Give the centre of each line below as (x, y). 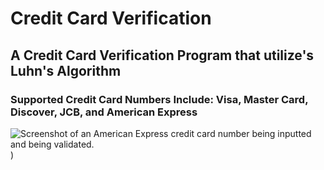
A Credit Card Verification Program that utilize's (162, 55)
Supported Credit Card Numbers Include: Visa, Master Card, (159, 99)
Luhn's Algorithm (66, 70)
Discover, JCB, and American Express (104, 112)
